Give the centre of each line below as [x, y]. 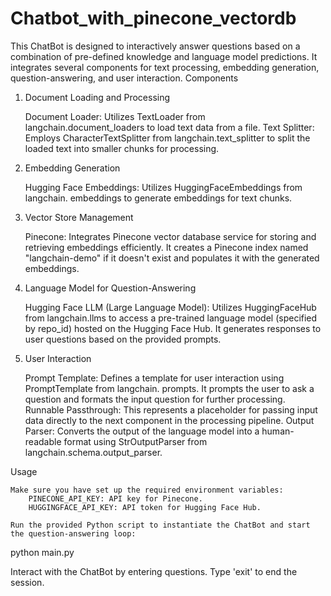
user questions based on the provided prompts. [123, 339]
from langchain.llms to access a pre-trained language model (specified [171, 318]
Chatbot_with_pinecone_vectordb [153, 18]
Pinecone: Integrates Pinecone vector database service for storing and [170, 236]
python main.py [42, 552]
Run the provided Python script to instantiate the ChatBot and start [160, 525]
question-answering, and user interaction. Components [124, 78]
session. [27, 582]
